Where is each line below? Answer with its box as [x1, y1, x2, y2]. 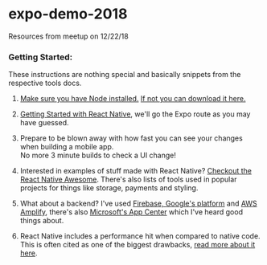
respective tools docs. [8, 78, 82, 88]
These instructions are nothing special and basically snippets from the [8, 70, 241, 79]
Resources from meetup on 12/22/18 [8, 31, 129, 41]
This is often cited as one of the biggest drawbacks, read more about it [19, 240, 256, 250]
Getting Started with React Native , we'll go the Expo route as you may [19, 109, 251, 119]
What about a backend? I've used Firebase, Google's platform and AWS [19, 198, 257, 209]
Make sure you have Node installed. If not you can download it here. [19, 94, 246, 104]
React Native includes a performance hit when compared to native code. [19, 231, 261, 241]
